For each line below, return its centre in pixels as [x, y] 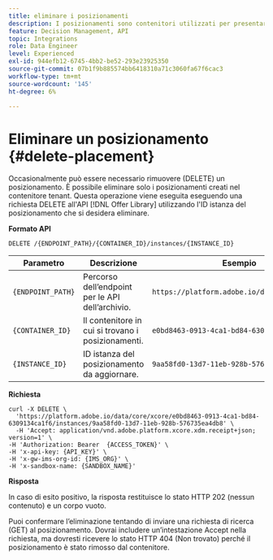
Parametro [44, 263]
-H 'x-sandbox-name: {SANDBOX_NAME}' [72, 467]
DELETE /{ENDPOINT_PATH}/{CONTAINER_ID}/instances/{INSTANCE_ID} [121, 244]
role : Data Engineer [43, 46]
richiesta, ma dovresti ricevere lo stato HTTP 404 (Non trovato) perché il [130, 539]
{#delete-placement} [82, 156]
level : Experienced [41, 54]
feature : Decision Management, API [69, 31]
